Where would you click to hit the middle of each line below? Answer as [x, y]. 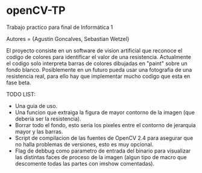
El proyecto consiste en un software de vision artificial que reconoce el [94, 50]
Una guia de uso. [36, 105]
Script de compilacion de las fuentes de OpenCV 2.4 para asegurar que [104, 138]
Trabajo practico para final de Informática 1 [60, 27]
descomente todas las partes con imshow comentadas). [85, 163]
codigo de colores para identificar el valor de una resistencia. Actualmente [99, 57]
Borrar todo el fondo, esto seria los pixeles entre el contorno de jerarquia [105, 125]
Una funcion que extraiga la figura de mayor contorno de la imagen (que [105, 112]
